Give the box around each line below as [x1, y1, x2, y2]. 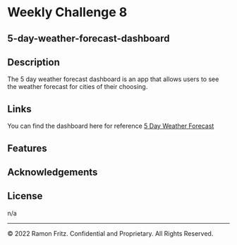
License [7, 190, 43, 202]
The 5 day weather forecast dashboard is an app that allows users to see [7, 75, 219, 83]
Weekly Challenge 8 [7, 4, 128, 20]
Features [7, 142, 47, 154]
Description [7, 56, 60, 68]
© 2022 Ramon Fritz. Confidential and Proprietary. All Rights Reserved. [7, 229, 214, 237]
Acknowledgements [7, 166, 98, 178]
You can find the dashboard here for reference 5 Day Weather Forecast [7, 121, 214, 131]
